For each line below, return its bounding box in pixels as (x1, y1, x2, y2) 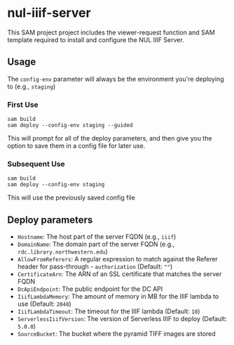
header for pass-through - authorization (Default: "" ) (17, 262, 173, 271)
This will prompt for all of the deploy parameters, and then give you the (7, 134, 212, 143)
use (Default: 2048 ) (17, 300, 71, 308)
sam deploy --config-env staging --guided (7, 122, 133, 129)
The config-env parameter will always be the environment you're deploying (7, 74, 224, 83)
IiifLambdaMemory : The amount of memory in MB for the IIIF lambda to (17, 292, 219, 301)
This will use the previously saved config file (7, 193, 135, 202)
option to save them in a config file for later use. (7, 142, 146, 150)
